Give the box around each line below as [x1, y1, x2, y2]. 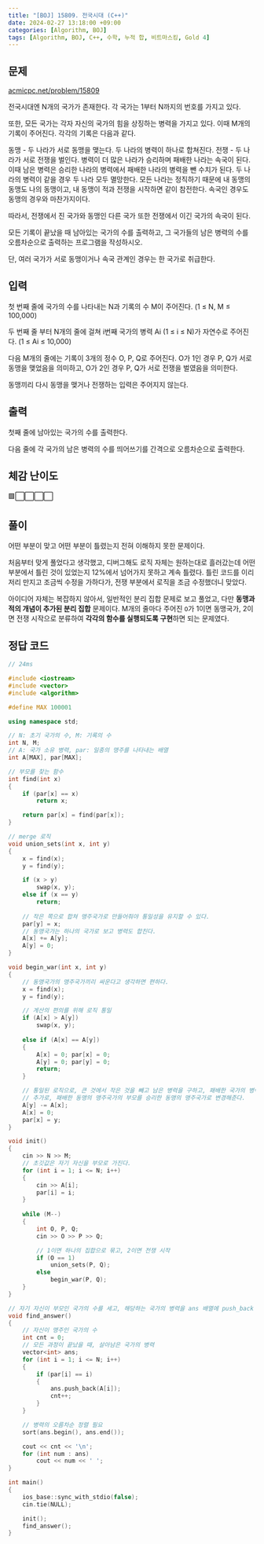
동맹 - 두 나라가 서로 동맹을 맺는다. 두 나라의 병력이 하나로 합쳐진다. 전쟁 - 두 [8, 145, 242, 155]
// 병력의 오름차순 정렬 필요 [22, 1421, 103, 1428]
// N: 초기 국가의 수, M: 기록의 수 [8, 732, 112, 739]
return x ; [36, 797, 68, 805]
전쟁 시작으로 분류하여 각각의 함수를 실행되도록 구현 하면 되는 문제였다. [16, 614, 229, 623]
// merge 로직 [8, 833, 51, 841]
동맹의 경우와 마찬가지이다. [8, 194, 90, 204]
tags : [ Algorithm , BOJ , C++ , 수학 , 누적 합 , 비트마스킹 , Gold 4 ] [8, 33, 211, 42]
